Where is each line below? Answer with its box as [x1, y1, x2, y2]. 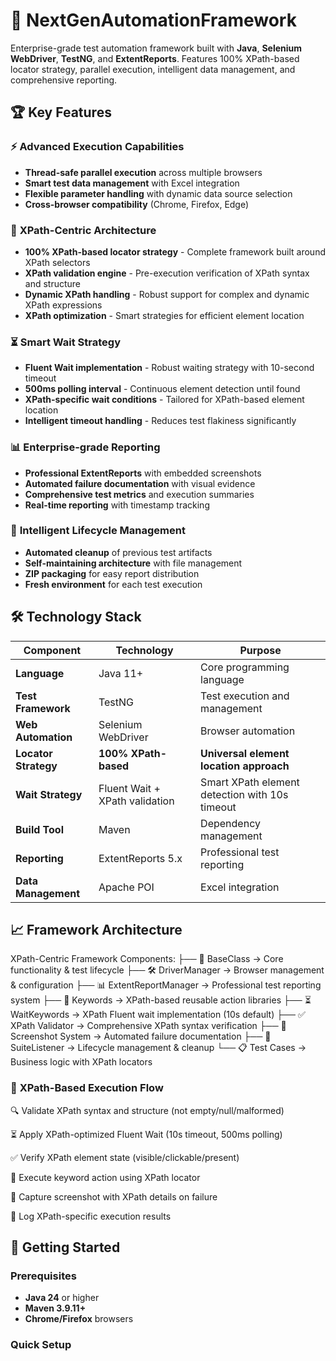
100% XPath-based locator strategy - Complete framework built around [24, 245, 326, 258]
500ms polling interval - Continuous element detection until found [24, 383, 301, 395]
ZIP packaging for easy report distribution [24, 567, 200, 579]
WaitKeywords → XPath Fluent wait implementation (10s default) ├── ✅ [10, 1009, 306, 1021]
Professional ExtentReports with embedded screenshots [24, 467, 262, 479]
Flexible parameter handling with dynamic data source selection [24, 187, 293, 199]
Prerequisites [10, 1269, 77, 1283]
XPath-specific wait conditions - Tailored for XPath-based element [24, 394, 305, 406]
